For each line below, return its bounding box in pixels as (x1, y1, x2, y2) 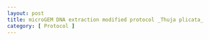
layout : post (7, 9, 45, 17)
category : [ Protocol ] (7, 22, 75, 29)
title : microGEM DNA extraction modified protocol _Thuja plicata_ (7, 16, 204, 23)
